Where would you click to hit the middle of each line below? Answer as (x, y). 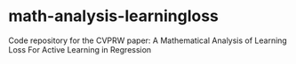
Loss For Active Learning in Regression (80, 49)
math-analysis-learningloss (114, 16)
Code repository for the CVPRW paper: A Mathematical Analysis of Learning (148, 40)
